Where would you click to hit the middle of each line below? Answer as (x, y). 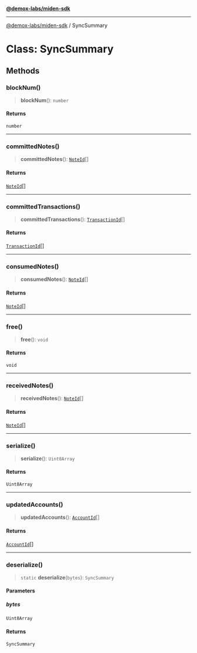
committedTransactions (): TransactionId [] (72, 219)
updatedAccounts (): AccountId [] (60, 517)
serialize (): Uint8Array (47, 458)
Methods (23, 71)
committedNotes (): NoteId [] (55, 159)
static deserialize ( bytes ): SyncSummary (67, 577)
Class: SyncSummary (60, 49)
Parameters (21, 591)
